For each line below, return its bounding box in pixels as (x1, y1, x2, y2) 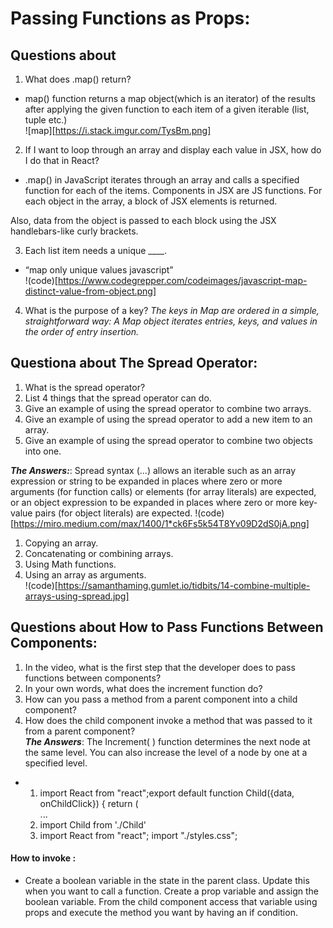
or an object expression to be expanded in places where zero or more (10, 496, 298, 508)
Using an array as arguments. (24, 568, 147, 581)
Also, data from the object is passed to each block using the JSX (10, 215, 277, 226)
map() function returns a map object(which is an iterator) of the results (24, 93, 316, 104)
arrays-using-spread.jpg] (24, 590, 130, 602)
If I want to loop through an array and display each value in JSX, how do (24, 144, 322, 156)
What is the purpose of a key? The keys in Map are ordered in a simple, (24, 305, 320, 316)
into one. (24, 445, 62, 457)
